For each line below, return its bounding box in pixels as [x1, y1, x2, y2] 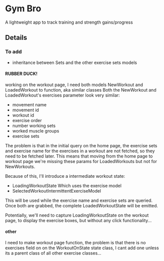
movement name [12, 101, 47, 107]
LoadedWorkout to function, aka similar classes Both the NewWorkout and [5, 87, 157, 93]
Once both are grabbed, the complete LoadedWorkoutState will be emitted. [5, 202, 158, 208]
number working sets [12, 123, 56, 129]
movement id [12, 107, 40, 113]
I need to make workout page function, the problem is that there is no [5, 240, 146, 246]
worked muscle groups [12, 128, 59, 133]
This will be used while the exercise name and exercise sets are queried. [5, 197, 153, 203]
